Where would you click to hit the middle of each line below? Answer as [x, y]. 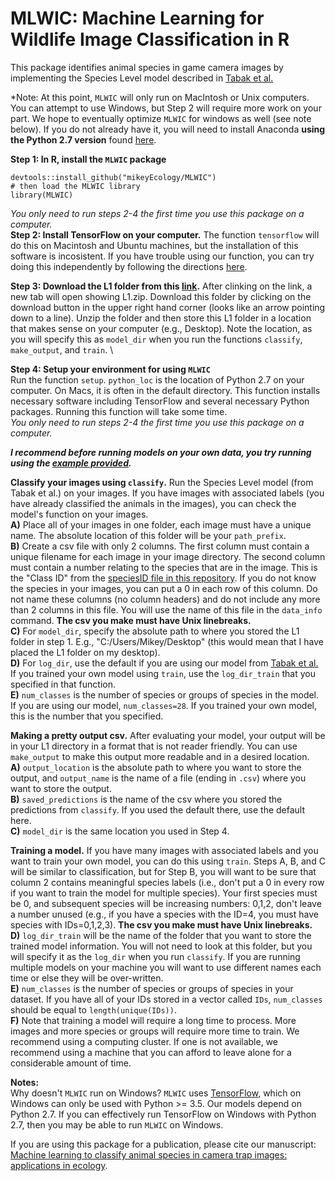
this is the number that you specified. [87, 716]
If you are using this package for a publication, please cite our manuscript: [163, 1144]
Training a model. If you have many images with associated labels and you [164, 850]
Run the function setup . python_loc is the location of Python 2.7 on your [157, 379]
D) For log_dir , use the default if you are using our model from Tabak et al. [164, 663]
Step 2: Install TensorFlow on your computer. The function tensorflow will [165, 234]
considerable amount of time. [71, 1063]
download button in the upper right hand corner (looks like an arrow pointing [168, 307]
